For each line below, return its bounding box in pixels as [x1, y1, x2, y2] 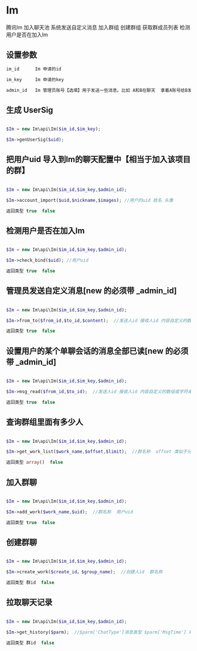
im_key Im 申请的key [6, 77, 64, 82]
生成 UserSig [6, 105, 53, 115]
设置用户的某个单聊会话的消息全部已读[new [6, 346, 164, 356]
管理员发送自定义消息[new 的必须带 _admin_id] [6, 286, 177, 296]
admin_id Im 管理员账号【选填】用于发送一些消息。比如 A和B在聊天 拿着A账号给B [6, 87, 188, 93]
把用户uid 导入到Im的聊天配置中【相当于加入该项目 [6, 154, 191, 165]
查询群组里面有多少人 [6, 417, 83, 427]
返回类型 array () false [6, 460, 63, 466]
